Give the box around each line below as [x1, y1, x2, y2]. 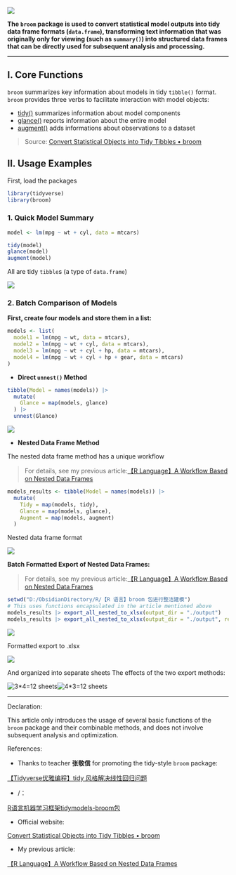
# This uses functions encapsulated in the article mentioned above [7, 603, 212, 610]
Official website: [17, 817, 65, 826]
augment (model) [7, 255, 52, 262]
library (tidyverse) [7, 190, 65, 197]
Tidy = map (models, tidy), [20, 501, 99, 508]
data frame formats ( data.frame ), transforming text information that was [7, 27, 221, 35]
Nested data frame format [7, 534, 83, 542]
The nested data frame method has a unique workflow [7, 452, 165, 461]
